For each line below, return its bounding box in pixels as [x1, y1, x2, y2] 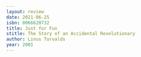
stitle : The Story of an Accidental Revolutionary [6, 31, 136, 37]
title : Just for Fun [6, 25, 58, 31]
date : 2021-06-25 [6, 14, 50, 20]
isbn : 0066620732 [6, 20, 50, 26]
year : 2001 [6, 42, 34, 48]
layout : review [6, 8, 44, 15]
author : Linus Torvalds [6, 36, 66, 42]
